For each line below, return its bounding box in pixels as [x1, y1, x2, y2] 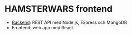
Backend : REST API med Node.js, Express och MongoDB [11, 19, 127, 25]
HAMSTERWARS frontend [4, 3, 113, 15]
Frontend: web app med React [11, 24, 73, 30]
